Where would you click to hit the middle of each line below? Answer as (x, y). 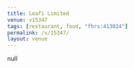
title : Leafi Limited (38, 13)
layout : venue (28, 39)
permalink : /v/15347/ (38, 33)
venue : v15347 (28, 20)
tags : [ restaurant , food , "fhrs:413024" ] (68, 26)
